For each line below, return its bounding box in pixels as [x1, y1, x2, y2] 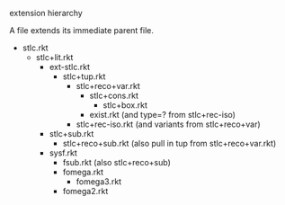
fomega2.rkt [62, 186, 109, 196]
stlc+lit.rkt [35, 52, 74, 62]
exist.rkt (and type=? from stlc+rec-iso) [89, 110, 236, 120]
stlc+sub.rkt [49, 129, 94, 138]
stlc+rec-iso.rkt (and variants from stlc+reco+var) [76, 119, 261, 129]
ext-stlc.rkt [49, 62, 91, 72]
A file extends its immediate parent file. [9, 25, 155, 35]
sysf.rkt [49, 147, 78, 158]
